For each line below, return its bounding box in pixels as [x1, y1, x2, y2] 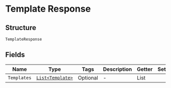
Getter [136, 66, 153, 73]
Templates [8, 75, 32, 80]
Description [103, 66, 132, 73]
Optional [78, 74, 98, 81]
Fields [5, 50, 25, 59]
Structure [5, 23, 37, 32]
